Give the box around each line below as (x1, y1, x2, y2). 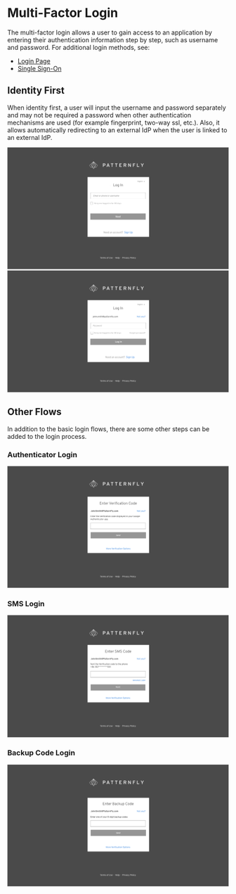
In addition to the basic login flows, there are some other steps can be (7, 424, 210, 433)
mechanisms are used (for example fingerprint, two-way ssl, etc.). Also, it (7, 118, 220, 127)
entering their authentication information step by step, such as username (7, 35, 218, 44)
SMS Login (7, 599, 45, 609)
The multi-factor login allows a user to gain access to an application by (7, 28, 213, 37)
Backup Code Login (7, 748, 76, 758)
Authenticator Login (7, 449, 77, 459)
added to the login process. (7, 432, 87, 440)
